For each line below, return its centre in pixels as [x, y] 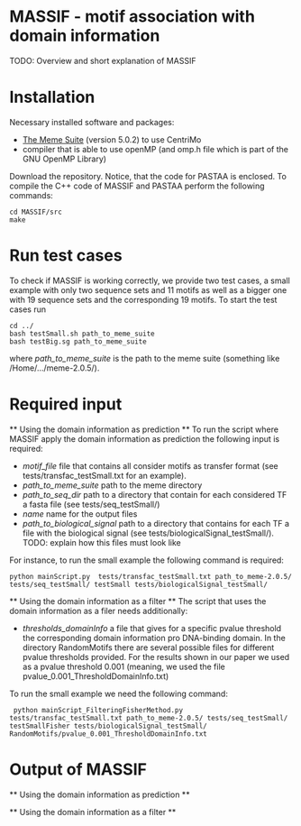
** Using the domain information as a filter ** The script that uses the [138, 601]
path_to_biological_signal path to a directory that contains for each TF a [156, 523]
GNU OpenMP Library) [64, 159]
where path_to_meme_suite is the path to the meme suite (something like [145, 358]
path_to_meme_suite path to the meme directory [112, 485]
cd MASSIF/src [36, 212]
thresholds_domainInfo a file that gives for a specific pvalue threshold [152, 628]
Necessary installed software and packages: [92, 122]
